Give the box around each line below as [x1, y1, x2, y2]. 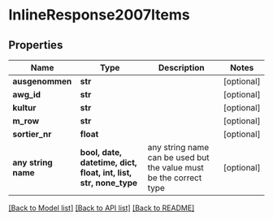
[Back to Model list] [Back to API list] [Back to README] [8, 203, 195, 213]
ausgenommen [12, 75, 72, 87]
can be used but [147, 152, 210, 163]
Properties [8, 38, 63, 52]
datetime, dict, [80, 157, 137, 168]
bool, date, [80, 147, 122, 157]
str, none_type [80, 177, 138, 188]
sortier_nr [12, 128, 52, 140]
